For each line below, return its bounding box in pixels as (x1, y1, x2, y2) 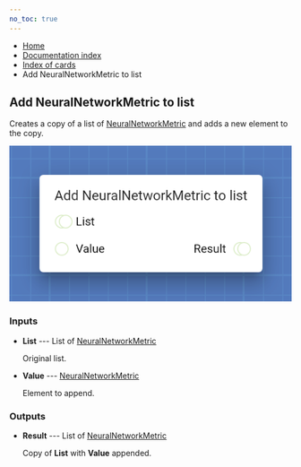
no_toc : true (9, 14, 58, 23)
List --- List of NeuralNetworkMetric (21, 335, 157, 346)
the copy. (9, 128, 44, 139)
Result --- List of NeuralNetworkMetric (21, 430, 168, 441)
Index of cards (21, 59, 76, 70)
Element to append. (21, 387, 95, 398)
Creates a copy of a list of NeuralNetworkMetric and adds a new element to (9, 118, 288, 129)
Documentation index (21, 49, 102, 60)
